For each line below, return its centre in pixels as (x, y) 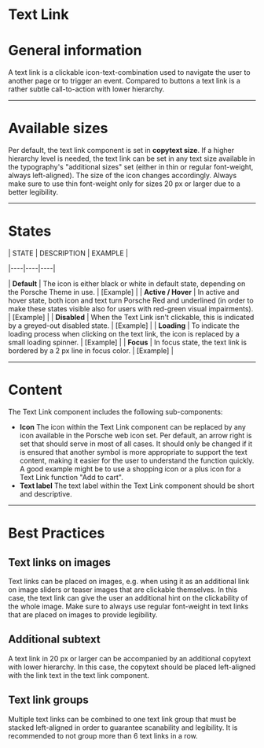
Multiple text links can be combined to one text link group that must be (122, 719)
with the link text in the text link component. (79, 675)
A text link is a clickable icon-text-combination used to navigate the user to (129, 73)
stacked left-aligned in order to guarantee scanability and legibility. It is (123, 728)
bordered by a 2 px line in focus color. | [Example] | (91, 351)
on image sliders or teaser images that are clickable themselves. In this (123, 590)
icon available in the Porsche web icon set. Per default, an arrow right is (136, 435)
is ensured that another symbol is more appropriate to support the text (133, 452)
